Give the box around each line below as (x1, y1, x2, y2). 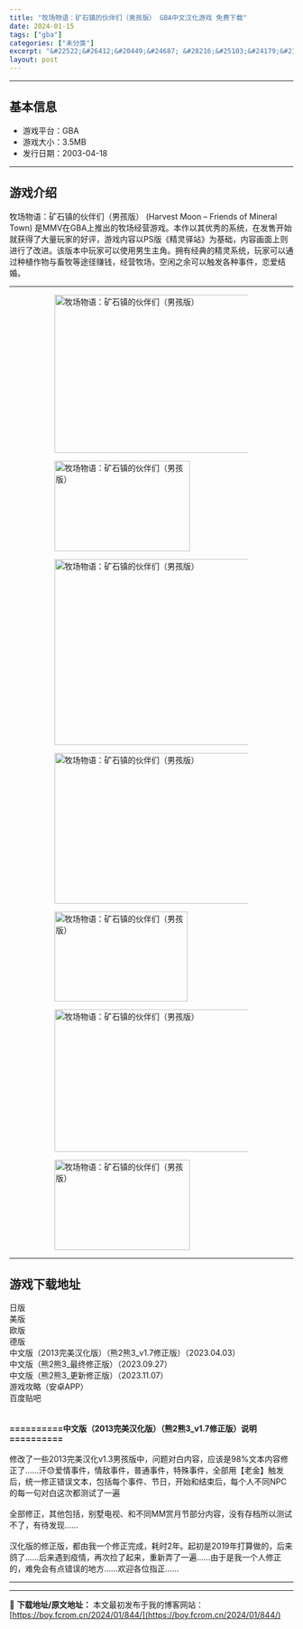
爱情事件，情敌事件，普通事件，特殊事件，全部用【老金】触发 (54, 1465, 284, 1476)
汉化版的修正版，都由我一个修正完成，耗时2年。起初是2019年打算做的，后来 (9, 1540, 293, 1551)
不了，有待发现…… (9, 1520, 79, 1530)
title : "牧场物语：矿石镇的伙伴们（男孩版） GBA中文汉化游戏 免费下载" (9, 13, 248, 23)
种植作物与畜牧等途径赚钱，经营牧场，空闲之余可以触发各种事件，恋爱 (16, 256, 278, 267)
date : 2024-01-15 (9, 22, 75, 31)
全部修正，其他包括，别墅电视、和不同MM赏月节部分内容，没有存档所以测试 (9, 1509, 293, 1520)
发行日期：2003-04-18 (22, 147, 108, 158)
